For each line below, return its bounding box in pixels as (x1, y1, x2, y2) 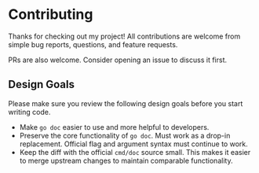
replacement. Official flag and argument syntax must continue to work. (19, 139, 249, 149)
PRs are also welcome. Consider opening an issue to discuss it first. (8, 55, 228, 64)
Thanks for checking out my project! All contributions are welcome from (8, 31, 241, 41)
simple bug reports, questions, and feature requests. (8, 39, 178, 49)
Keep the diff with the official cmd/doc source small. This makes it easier (19, 147, 251, 156)
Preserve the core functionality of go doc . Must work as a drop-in (19, 131, 231, 140)
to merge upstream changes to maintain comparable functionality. (19, 156, 233, 165)
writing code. (8, 107, 51, 116)
